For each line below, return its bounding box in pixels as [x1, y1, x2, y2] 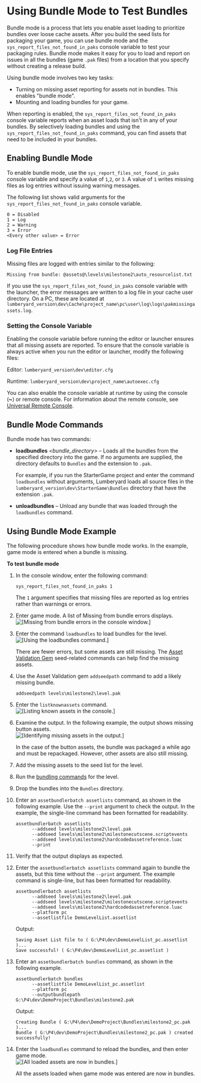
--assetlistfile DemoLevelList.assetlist [31, 915, 137, 921]
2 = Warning [7, 222, 37, 228]
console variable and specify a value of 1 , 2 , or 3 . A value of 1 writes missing [7, 175, 194, 183]
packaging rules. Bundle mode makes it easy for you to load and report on [7, 49, 190, 56]
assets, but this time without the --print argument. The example [15, 870, 175, 877]
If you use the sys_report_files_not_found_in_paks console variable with [7, 282, 188, 290]
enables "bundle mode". [15, 92, 76, 99]
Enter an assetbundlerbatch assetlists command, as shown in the [15, 796, 181, 804]
